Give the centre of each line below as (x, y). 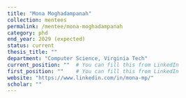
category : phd (28, 33)
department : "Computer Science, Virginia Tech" (78, 59)
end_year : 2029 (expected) (46, 39)
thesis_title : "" (32, 52)
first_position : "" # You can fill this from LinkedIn (93, 71)
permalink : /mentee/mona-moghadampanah (65, 26)
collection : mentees (37, 20)
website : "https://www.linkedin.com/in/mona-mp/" (81, 78)
